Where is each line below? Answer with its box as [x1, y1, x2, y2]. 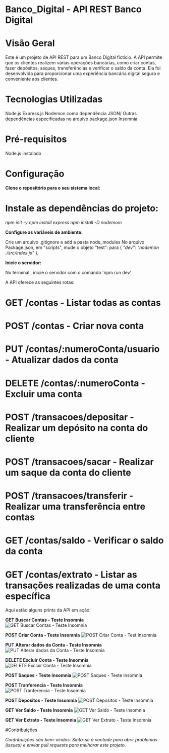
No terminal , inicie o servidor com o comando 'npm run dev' [5, 269, 132, 275]
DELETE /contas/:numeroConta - [5, 377, 145, 389]
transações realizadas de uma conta [5, 580, 160, 591]
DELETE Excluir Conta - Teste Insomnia [5, 657, 89, 663]
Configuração [5, 168, 65, 180]
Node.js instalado [5, 151, 42, 156]
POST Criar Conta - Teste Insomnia [5, 632, 80, 638]
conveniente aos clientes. [5, 76, 59, 82]
